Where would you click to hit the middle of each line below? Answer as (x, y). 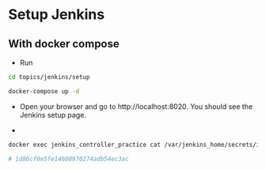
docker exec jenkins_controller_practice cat (84, 145)
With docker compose (64, 44)
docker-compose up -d (44, 91)
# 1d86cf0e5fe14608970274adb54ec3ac (68, 159)
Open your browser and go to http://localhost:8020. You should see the (136, 106)
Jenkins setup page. (53, 115)
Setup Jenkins (57, 15)
